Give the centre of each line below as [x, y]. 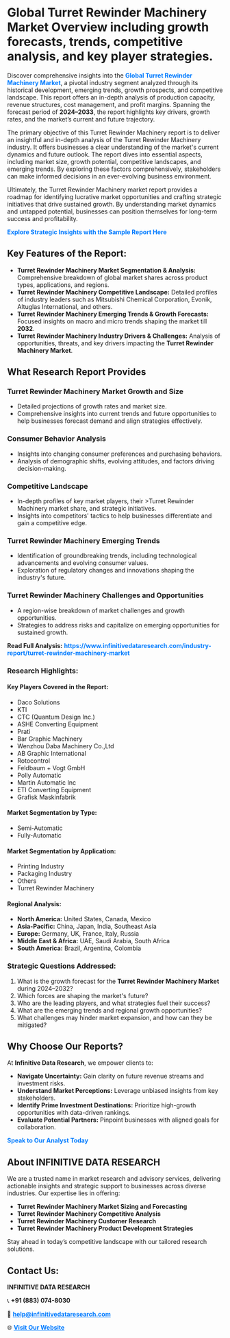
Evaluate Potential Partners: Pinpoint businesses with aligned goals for [118, 1120]
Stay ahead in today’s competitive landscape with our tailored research [107, 1242]
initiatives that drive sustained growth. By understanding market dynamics [112, 204]
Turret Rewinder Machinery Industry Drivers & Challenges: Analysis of [119, 336]
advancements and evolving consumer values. [82, 563]
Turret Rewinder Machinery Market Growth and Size [95, 391]
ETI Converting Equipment [54, 789]
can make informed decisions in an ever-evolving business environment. [110, 176]
